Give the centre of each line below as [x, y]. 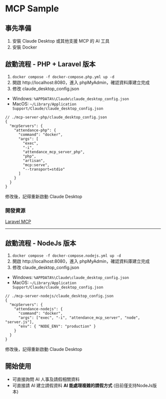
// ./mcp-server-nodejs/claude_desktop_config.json [59, 296]
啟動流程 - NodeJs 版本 [41, 243]
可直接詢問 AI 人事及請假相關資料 [46, 379]
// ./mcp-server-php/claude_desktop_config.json [56, 117]
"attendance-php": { [35, 130]
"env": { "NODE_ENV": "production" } [57, 326]
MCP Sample [32, 9]
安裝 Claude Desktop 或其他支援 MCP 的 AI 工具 [61, 41]
